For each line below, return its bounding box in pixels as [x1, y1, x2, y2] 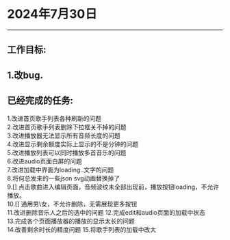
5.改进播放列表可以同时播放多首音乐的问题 [7, 148, 127, 157]
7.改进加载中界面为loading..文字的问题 [7, 165, 114, 174]
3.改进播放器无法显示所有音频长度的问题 [7, 131, 121, 139]
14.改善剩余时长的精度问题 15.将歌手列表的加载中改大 [7, 225, 156, 233]
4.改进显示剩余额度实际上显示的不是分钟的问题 [7, 139, 139, 148]
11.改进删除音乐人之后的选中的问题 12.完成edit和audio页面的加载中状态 [7, 208, 205, 216]
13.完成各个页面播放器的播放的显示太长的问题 [7, 217, 136, 225]
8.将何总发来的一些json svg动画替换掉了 [7, 174, 120, 182]
